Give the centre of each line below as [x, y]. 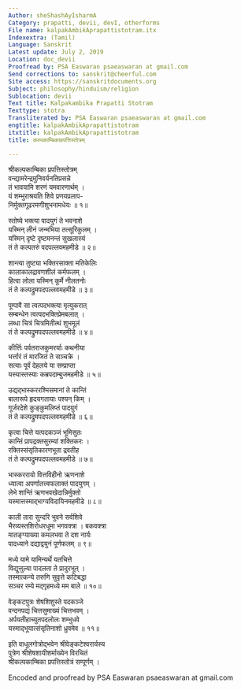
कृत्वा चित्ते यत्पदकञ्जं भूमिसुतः [45, 432]
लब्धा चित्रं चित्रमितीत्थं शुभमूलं [44, 323]
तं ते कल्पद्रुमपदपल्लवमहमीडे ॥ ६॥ [50, 416]
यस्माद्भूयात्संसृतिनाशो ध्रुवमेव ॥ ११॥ [54, 628]
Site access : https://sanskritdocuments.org [82, 81]
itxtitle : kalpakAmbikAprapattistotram [74, 132]
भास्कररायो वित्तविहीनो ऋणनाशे [46, 474]
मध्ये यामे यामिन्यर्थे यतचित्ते [40, 559]
